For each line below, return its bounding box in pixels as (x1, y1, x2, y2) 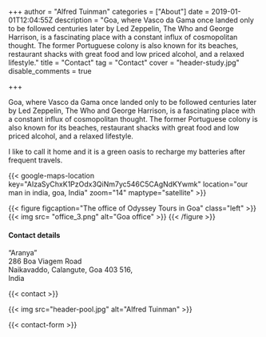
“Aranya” (8, 248, 38, 258)
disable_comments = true (8, 66, 92, 75)
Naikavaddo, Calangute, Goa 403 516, (8, 265, 133, 275)
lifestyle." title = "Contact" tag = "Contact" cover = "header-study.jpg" (8, 58, 240, 67)
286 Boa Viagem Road (8, 256, 82, 267)
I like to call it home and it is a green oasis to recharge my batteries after (8, 147, 246, 156)
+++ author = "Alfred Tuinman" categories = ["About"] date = (8, 7, 210, 16)
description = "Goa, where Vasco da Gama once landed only (54, 15, 254, 25)
